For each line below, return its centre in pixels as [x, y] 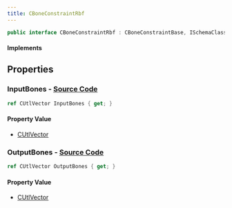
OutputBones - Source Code [56, 152]
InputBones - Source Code [52, 89]
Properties [30, 70]
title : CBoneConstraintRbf [46, 13]
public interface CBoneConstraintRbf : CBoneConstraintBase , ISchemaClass [117, 32]
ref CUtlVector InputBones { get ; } [60, 103]
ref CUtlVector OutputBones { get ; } [61, 167]
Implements [25, 48]
